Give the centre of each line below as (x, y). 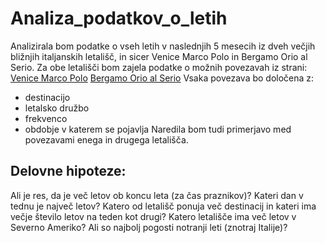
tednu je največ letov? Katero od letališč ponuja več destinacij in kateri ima (163, 206)
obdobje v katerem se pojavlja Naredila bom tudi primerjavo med (158, 129)
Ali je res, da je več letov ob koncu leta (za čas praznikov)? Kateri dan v (157, 195)
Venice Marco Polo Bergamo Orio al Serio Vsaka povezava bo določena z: (162, 78)
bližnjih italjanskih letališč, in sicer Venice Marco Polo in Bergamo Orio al (159, 56)
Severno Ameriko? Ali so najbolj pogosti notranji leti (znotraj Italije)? (149, 227)
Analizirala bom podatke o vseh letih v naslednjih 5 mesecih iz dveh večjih (163, 46)
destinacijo (47, 97)
